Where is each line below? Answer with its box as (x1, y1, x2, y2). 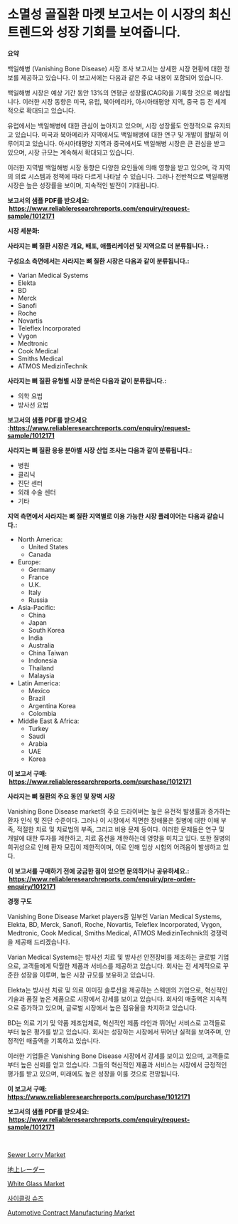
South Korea (28, 626, 65, 634)
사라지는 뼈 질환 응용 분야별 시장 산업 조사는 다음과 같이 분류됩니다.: (7, 446, 193, 455)
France (28, 573, 50, 581)
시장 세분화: (7, 226, 40, 235)
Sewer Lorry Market (7, 1150, 66, 1158)
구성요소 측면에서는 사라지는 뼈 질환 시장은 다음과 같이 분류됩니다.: (7, 256, 190, 265)
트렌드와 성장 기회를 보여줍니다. (7, 24, 181, 41)
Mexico (28, 686, 50, 695)
